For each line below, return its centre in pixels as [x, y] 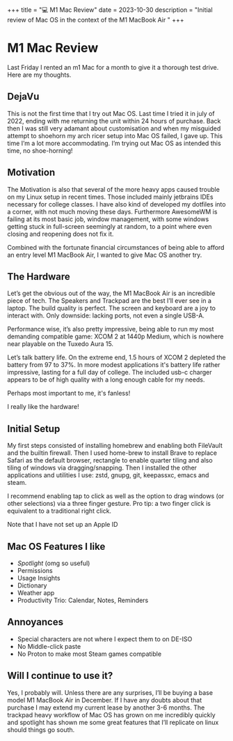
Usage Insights [39, 578]
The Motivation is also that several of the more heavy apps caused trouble [114, 189]
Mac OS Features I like [56, 546]
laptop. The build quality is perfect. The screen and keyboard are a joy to [112, 308]
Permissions [35, 570]
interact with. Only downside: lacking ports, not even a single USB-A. [106, 315]
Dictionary [32, 585]
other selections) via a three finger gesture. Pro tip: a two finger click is [109, 504]
